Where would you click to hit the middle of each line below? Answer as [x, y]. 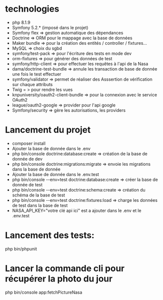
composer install [29, 143]
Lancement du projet [48, 130]
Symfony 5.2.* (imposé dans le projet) [50, 27]
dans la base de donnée [36, 169]
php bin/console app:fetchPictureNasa [44, 292]
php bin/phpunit [21, 248]
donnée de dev [27, 159]
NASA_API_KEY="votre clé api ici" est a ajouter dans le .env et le [77, 211]
